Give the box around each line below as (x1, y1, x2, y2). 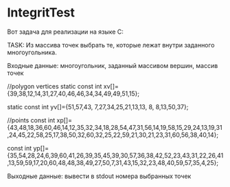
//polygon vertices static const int (7, 82, 102, 90)
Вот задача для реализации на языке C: (7, 27, 124, 36)
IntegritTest (7, 5, 76, 21)
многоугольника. (7, 48, 57, 56)
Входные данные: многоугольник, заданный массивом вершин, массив (7, 61, 218, 69)
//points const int (7, 115, 56, 124)
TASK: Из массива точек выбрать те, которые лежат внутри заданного (7, 41, 215, 49)
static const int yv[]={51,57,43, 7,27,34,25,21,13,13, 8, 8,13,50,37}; (7, 102, 189, 111)
